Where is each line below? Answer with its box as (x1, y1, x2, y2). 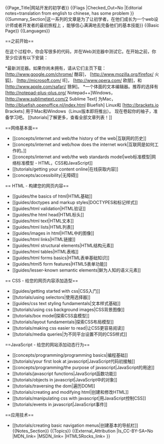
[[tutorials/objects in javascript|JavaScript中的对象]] (12, 377, 118, 382)
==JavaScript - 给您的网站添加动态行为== (5, 342, 90, 347)
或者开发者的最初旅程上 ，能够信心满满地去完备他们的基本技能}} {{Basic (13, 22, 160, 28)
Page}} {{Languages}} (5, 28, 51, 34)
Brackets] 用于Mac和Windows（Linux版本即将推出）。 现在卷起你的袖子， (5, 108, 154, 114)
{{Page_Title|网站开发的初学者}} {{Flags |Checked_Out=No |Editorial (5, 5, 142, 10)
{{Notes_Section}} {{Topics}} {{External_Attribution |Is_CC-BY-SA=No (12, 428, 153, 434)
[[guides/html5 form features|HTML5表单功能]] (12, 261, 108, 267)
